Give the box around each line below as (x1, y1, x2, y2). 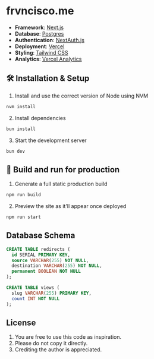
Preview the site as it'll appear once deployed (14, 203, 127, 210)
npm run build (6, 192, 42, 198)
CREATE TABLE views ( (6, 285, 60, 291)
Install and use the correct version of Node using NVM (14, 92, 149, 99)
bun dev (6, 148, 26, 154)
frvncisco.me (6, 4, 74, 18)
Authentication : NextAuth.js (14, 36, 85, 43)
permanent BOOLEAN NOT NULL (11, 269, 81, 275)
